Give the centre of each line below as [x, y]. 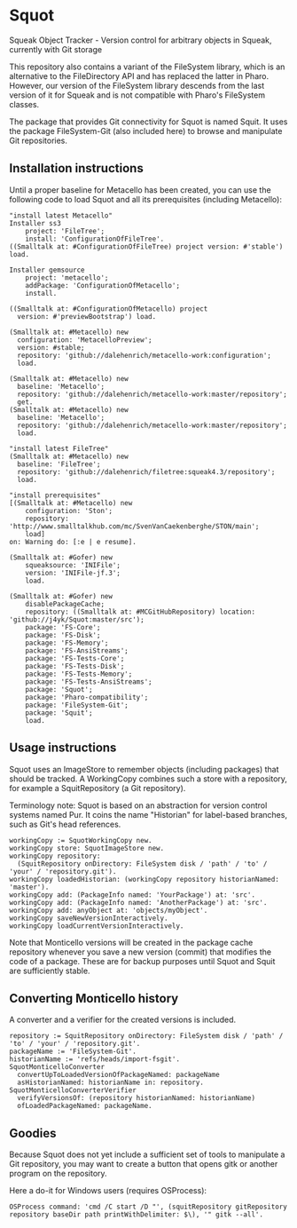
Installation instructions [76, 168]
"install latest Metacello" [61, 215]
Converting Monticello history [94, 998]
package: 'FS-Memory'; [67, 643]
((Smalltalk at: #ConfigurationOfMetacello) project [109, 309]
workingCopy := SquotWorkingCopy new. [81, 840]
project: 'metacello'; [67, 277]
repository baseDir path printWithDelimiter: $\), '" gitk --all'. [137, 1215]
